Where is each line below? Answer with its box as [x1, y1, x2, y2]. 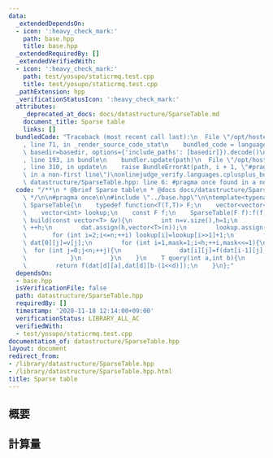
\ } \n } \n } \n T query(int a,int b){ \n [23, 254, 245, 262]
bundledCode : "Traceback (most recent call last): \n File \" [15, 133, 231, 141]
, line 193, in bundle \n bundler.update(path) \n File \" [23, 155, 234, 164]
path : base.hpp [23, 34, 75, 43]
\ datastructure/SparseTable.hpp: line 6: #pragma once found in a [23, 178, 256, 187]
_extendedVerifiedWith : [15, 58, 96, 66]
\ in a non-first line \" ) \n [23, 171, 118, 179]
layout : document [8, 345, 67, 353]
